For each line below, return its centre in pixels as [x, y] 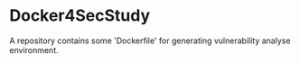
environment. [34, 49]
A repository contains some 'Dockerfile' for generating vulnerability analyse [150, 40]
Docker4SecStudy [80, 16]
